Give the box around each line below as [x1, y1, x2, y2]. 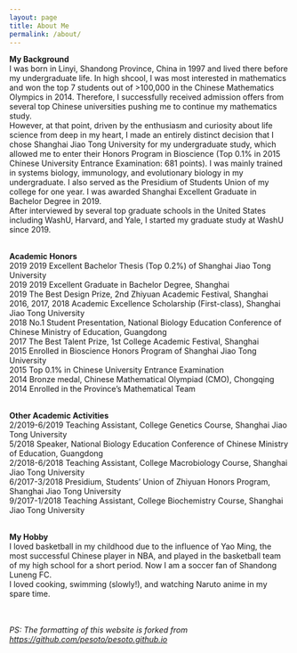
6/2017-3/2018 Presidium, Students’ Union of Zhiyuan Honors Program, [9, 477, 271, 487]
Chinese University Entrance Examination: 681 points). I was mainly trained [9, 158, 283, 169]
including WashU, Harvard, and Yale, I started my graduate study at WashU [9, 215, 285, 225]
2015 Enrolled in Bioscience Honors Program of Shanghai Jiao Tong [9, 346, 257, 356]
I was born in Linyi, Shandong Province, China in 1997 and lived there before [9, 63, 289, 74]
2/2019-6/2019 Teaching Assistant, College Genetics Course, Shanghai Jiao [9, 420, 287, 430]
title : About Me [9, 21, 69, 30]
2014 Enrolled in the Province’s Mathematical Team [9, 384, 196, 395]
